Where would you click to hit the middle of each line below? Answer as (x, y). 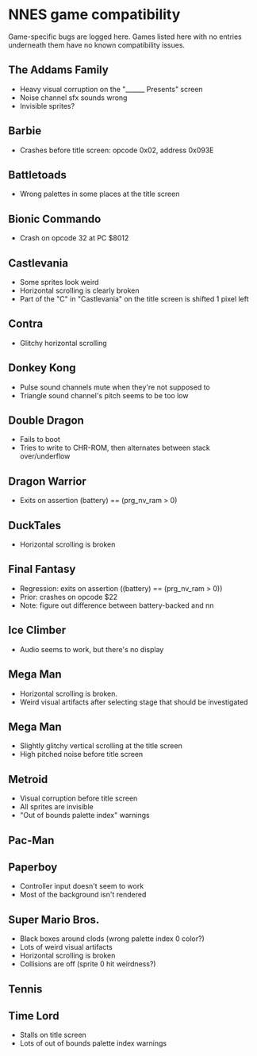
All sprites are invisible (56, 807)
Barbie (25, 131)
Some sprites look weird (59, 282)
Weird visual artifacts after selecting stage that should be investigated (134, 702)
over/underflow (45, 456)
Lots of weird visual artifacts (66, 947)
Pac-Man (31, 840)
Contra (26, 324)
